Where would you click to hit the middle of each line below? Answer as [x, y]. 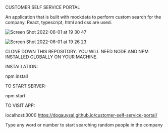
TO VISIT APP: [20, 105]
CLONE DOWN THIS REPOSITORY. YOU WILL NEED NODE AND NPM [77, 51]
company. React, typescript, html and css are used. [59, 22]
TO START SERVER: [26, 86]
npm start [15, 96]
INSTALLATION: [22, 66]
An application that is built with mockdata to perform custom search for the [83, 17]
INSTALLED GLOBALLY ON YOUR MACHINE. [51, 57]
